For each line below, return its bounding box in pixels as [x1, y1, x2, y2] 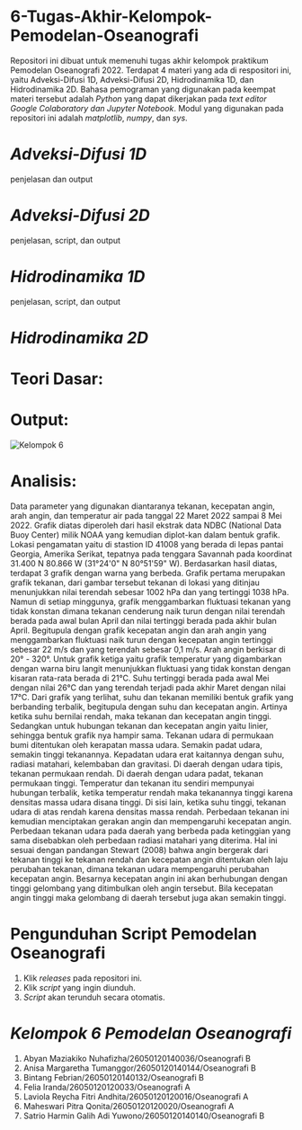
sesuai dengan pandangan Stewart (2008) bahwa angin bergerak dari [10, 845, 269, 855]
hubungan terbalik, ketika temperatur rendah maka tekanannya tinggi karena [10, 787, 293, 797]
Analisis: [10, 471, 77, 492]
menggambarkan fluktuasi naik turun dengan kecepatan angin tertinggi [10, 635, 273, 645]
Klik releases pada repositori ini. [22, 973, 143, 983]
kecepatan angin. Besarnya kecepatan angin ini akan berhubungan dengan [10, 874, 289, 884]
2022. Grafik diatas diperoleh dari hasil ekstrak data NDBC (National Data [10, 520, 282, 530]
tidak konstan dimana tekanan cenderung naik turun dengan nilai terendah [10, 606, 286, 617]
